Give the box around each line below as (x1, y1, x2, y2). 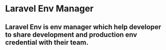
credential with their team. (5, 38, 89, 47)
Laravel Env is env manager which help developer (5, 23, 162, 31)
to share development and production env (5, 30, 137, 39)
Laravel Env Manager (5, 3, 94, 14)
